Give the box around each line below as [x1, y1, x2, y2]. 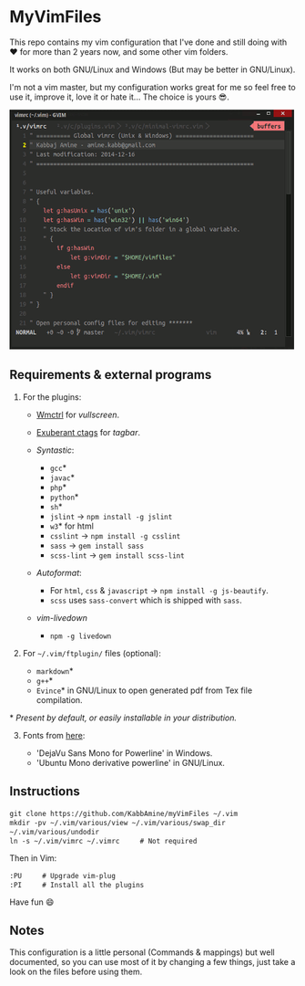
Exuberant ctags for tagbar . [36, 426, 141, 437]
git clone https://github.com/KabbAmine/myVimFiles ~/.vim [9, 809, 239, 818]
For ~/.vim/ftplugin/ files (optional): [22, 647, 162, 658]
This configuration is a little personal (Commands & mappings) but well [9, 947, 275, 958]
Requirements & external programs [9, 367, 212, 383]
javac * [49, 472, 76, 483]
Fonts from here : [22, 729, 86, 740]
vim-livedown [36, 612, 88, 623]
